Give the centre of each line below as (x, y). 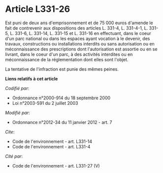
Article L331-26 (38, 9)
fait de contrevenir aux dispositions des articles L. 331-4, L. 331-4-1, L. (77, 28)
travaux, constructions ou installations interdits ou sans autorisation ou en (80, 43)
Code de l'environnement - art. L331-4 (51, 146)
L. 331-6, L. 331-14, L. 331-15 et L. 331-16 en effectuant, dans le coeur (80, 33)
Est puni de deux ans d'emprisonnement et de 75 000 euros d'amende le (79, 23)
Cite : (10, 131)
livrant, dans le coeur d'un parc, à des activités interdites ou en (69, 54)
